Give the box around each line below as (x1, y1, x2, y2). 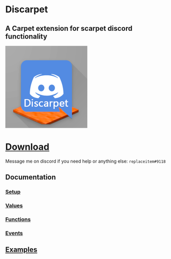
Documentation (5, 173, 56, 182)
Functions (5, 216, 31, 223)
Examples (5, 245, 37, 254)
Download (5, 141, 50, 153)
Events (5, 230, 23, 237)
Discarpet (5, 4, 48, 15)
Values (5, 202, 23, 209)
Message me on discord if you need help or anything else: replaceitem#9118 (5, 158, 166, 164)
